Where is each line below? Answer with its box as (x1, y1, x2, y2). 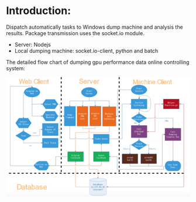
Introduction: (6, 4, 71, 18)
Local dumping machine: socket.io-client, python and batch (14, 47, 159, 54)
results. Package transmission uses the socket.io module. (6, 29, 145, 36)
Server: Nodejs (14, 41, 51, 48)
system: (6, 64, 25, 71)
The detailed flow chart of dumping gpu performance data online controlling (6, 59, 190, 66)
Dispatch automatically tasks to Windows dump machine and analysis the (6, 23, 183, 30)
